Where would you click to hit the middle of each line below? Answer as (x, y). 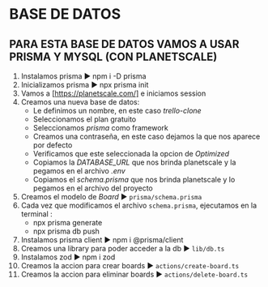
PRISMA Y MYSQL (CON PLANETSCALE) (113, 56)
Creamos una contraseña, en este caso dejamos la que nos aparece (147, 136)
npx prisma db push (66, 231)
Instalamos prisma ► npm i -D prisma (83, 76)
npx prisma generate (68, 223)
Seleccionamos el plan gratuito (85, 119)
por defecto (53, 145)
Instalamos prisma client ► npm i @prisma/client (102, 240)
